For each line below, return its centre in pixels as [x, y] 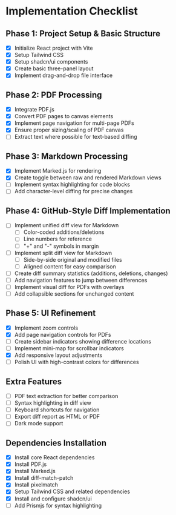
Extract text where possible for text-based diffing [76, 137]
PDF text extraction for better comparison [66, 396]
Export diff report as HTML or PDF [57, 417]
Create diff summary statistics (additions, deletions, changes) [91, 273]
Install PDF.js [31, 464]
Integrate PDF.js [34, 110]
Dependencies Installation [56, 443]
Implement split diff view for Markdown [63, 253]
